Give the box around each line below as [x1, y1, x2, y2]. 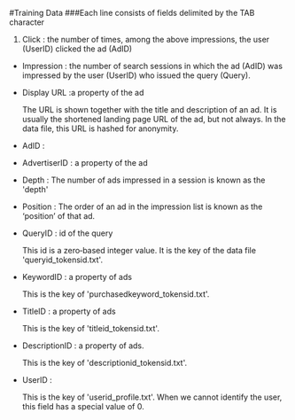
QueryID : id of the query [21, 228, 113, 238]
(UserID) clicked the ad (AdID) [21, 43, 133, 54]
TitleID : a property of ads [21, 306, 117, 316]
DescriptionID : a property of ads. [21, 340, 144, 351]
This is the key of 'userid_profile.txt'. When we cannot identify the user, [21, 392, 283, 402]
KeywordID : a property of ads [21, 272, 133, 282]
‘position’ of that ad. [21, 211, 96, 221]
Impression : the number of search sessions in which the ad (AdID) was [21, 61, 283, 71]
